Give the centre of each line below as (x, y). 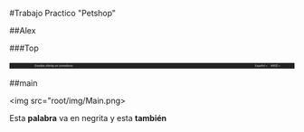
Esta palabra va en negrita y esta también (88, 118)
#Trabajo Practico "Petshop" (62, 13)
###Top (24, 48)
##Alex (23, 30)
